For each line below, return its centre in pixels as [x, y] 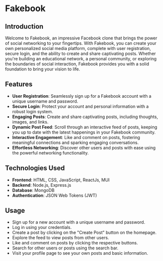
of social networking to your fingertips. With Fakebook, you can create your [81, 43]
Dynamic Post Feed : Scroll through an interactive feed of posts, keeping [84, 127]
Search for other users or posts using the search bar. [65, 248]
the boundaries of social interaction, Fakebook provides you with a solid [77, 64]
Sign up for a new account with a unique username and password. [79, 222]
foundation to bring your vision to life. [43, 69]
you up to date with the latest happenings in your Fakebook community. [84, 132]
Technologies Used [35, 168]
